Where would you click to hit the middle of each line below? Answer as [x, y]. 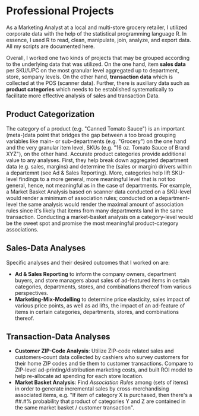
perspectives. [31, 293]
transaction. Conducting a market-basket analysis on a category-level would [99, 217]
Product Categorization [50, 114]
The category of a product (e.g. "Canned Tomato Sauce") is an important [96, 128]
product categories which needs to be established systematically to [90, 89]
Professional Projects [60, 11]
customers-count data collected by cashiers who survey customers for [102, 357]
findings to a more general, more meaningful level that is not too [97, 179]
